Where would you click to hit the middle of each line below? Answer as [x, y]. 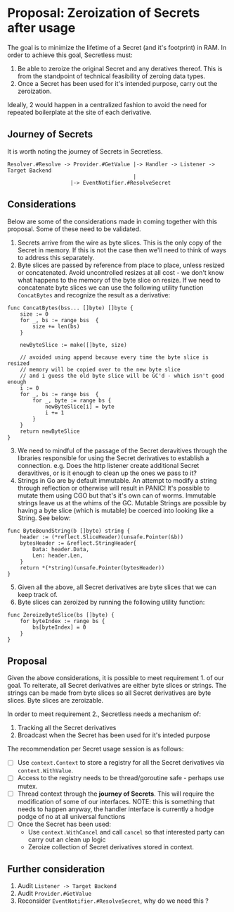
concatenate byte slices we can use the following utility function [110, 288]
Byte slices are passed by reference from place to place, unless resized [121, 265]
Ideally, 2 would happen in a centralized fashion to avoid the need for [107, 104]
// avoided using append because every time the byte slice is [115, 357]
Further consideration [56, 869]
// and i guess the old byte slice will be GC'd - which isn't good [122, 376]
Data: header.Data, [61, 549]
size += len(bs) [56, 326]
